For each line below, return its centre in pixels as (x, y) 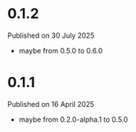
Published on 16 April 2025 (51, 104)
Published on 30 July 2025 (51, 35)
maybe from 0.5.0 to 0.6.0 (61, 50)
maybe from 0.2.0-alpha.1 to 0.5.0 (74, 119)
